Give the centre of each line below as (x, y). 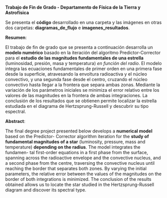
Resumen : (16, 38)
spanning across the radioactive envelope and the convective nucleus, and (83, 158)
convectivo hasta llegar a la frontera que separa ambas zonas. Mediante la (83, 85)
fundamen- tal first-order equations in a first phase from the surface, (77, 152)
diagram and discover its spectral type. (46, 190)
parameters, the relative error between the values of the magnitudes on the (83, 174)
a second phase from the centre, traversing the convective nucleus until (80, 163)
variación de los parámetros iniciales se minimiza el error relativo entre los (82, 90)
